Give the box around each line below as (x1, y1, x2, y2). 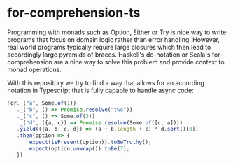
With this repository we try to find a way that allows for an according (7, 78, 205, 87)
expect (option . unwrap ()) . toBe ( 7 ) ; (29, 145, 130, 152)
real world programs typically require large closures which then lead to (7, 43, 211, 51)
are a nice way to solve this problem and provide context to (53, 57, 225, 66)
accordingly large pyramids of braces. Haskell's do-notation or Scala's (7, 50, 211, 59)
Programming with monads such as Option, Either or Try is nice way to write (7, 28, 227, 36)
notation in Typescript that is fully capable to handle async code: (7, 86, 194, 94)
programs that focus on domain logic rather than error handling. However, (7, 35, 220, 43)
